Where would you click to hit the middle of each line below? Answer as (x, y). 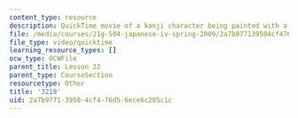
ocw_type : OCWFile (43, 59)
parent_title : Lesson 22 (55, 67)
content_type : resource (53, 17)
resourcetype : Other (47, 83)
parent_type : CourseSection (61, 75)
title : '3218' (35, 91)
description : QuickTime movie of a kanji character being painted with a (149, 26)
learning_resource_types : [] (63, 51)
